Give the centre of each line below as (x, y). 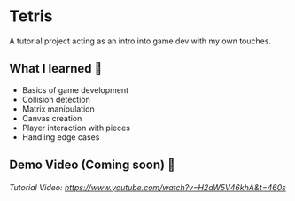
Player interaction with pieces (76, 128)
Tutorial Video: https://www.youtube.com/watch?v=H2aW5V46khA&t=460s (147, 187)
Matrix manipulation (58, 109)
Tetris (31, 16)
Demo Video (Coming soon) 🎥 (92, 165)
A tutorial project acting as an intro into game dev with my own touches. (140, 41)
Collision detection (56, 99)
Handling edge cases (61, 137)
